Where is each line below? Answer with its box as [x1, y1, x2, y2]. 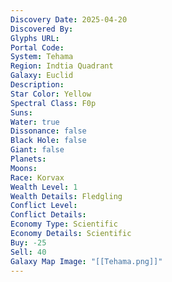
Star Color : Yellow [10, 89, 92, 99]
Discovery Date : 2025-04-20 [10, 14, 128, 25]
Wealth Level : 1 [10, 182, 78, 192]
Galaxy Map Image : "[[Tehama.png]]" [10, 256, 163, 266]
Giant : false [10, 145, 65, 155]
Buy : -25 [10, 237, 47, 248]
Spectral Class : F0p [10, 98, 97, 108]
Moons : [10, 163, 38, 173]
